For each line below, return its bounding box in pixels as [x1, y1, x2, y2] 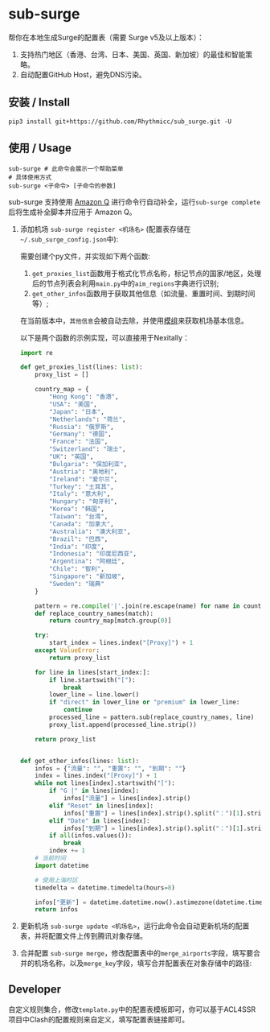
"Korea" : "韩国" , [49, 505, 104, 514]
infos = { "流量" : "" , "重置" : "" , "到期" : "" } [35, 764, 186, 773]
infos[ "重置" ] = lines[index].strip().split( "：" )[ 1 [63, 809, 240, 817]
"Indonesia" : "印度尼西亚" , [49, 550, 137, 558]
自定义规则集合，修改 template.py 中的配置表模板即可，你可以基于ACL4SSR [8, 1005, 256, 1014]
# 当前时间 [35, 854, 67, 862]
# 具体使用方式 [8, 173, 52, 181]
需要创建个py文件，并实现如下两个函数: [19, 251, 150, 261]
